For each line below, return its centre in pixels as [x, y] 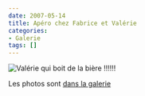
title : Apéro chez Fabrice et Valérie [72, 23]
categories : [28, 30]
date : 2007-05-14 [37, 16]
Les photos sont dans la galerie [60, 84]
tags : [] [23, 46]
